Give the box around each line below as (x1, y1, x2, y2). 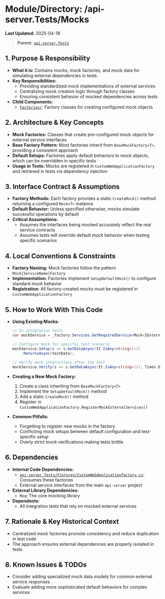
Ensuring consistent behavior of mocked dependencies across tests (19, 93, 158, 99)
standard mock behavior (12, 280, 62, 287)
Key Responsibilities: (12, 78, 57, 83)
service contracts (19, 227, 56, 233)
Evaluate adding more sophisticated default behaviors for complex (12, 584, 147, 590)
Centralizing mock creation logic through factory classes (19, 88, 135, 94)
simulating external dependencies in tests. (12, 73, 99, 79)
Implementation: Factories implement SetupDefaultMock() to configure (12, 276, 157, 281)
